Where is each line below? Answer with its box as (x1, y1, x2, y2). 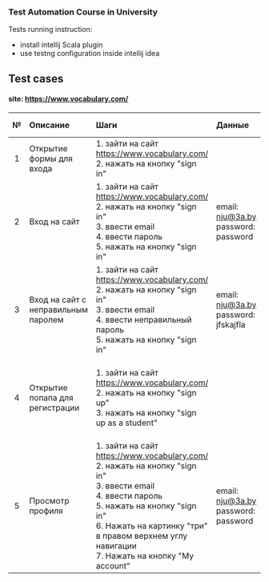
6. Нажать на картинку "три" (95, 520, 208, 531)
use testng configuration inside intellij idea (19, 49, 160, 58)
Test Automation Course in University (8, 6, 159, 18)
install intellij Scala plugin (19, 40, 103, 50)
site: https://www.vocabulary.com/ (8, 94, 129, 104)
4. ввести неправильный (95, 314, 192, 325)
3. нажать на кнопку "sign (95, 407, 197, 418)
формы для (29, 153, 74, 164)
